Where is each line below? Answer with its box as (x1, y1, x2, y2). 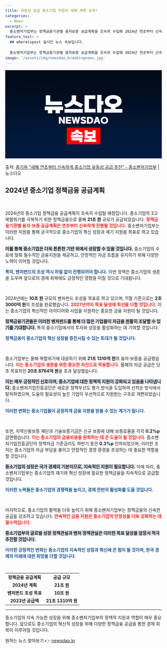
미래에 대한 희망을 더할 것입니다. (14, 553, 76, 559)
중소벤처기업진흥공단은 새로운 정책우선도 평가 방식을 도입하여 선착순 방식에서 (11, 385, 161, 391)
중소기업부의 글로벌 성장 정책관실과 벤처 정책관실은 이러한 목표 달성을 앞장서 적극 (5, 530, 160, 536)
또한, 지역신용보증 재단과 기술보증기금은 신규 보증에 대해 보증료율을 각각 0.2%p (5, 428, 160, 434)
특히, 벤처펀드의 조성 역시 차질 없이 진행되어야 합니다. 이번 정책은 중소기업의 (5, 268, 151, 274)
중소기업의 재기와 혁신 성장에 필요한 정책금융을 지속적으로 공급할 (34, 469, 160, 476)
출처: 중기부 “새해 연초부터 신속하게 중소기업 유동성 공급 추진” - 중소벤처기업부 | (5, 164, 160, 170)
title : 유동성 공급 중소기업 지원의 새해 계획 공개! (5, 8, 98, 13)
